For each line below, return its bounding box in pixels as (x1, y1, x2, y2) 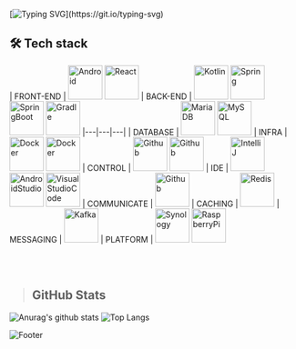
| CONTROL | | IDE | (81, 162, 230, 173)
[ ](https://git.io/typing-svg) (9, 9, 164, 19)
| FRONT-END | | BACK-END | (9, 91, 193, 102)
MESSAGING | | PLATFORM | (9, 234, 154, 244)
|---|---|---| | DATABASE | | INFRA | (81, 126, 288, 137)
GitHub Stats (31, 287, 107, 304)
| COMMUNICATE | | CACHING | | (81, 198, 280, 209)
